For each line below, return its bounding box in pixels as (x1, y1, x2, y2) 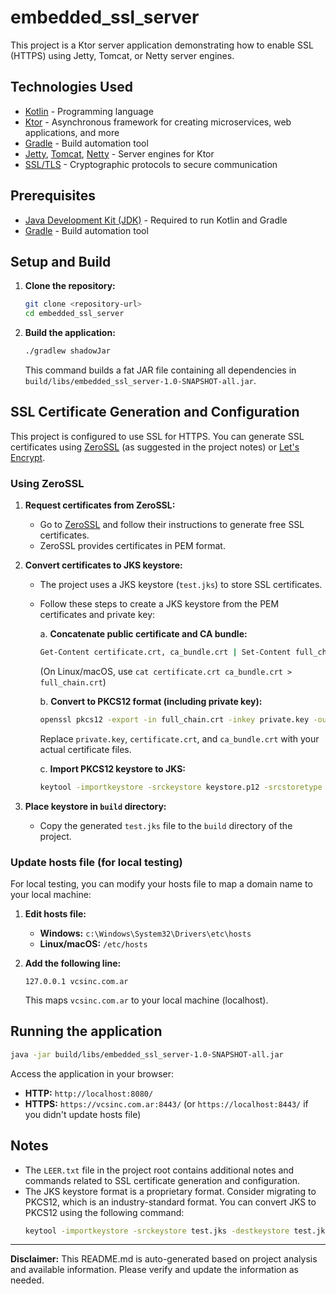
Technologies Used (10, 79, 133, 96)
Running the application (10, 1023, 163, 1040)
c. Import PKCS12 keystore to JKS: (39, 762, 186, 775)
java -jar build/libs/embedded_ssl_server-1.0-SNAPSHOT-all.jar (10, 1049, 284, 1060)
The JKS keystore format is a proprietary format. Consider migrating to (24, 1185, 317, 1197)
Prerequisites (10, 187, 96, 205)
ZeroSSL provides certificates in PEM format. (39, 540, 226, 552)
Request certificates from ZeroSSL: (24, 499, 176, 511)
